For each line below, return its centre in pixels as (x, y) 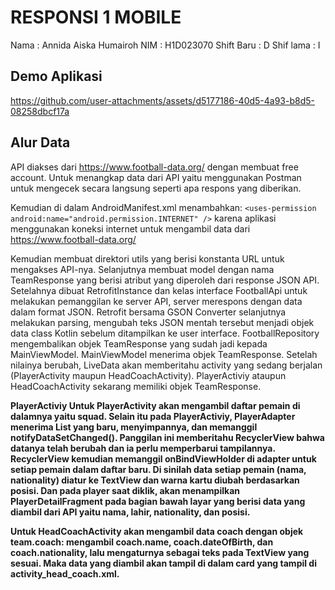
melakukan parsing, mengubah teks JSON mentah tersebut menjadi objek (162, 322)
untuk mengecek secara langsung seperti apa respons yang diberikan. (156, 188)
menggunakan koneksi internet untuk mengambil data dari (130, 228)
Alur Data (40, 142)
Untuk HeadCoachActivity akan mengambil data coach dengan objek (157, 531)
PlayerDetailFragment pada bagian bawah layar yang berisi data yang (158, 501)
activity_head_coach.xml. (65, 573)
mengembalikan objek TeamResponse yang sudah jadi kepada (139, 343)
